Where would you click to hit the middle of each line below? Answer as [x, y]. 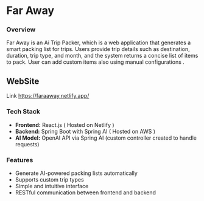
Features [20, 160]
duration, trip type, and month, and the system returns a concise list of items [102, 56]
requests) [27, 144]
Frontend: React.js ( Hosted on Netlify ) [65, 124]
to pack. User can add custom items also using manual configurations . [95, 62]
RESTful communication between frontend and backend [86, 192]
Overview [21, 30]
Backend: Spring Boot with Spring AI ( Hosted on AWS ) [85, 131]
